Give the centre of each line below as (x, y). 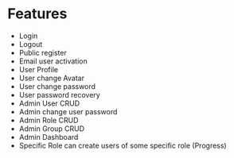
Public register (43, 52)
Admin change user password (68, 111)
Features (37, 14)
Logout (31, 44)
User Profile (39, 69)
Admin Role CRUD (49, 120)
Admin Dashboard (49, 137)
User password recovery (59, 94)
